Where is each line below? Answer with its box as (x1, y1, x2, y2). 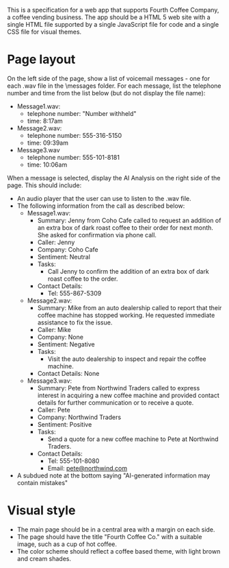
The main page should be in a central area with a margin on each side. (16, 525, 215, 534)
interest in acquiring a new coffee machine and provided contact (37, 391, 220, 399)
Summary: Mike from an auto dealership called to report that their (37, 303, 222, 311)
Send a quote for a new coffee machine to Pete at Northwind (47, 435, 219, 443)
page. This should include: (7, 181, 82, 189)
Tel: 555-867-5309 (47, 289, 102, 297)
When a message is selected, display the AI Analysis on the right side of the (7, 174, 221, 182)
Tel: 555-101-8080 (47, 456, 100, 465)
